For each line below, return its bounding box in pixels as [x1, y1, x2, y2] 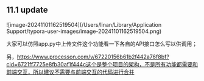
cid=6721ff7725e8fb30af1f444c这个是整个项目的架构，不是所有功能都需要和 [6, 60, 199, 68]
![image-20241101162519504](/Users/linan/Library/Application [6, 21, 162, 28]
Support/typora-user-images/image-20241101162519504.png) [6, 27, 162, 35]
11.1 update [6, 5, 48, 15]
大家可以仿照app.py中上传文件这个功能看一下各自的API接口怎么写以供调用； [6, 40, 198, 48]
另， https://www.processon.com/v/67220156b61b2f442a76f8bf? [6, 53, 169, 60]
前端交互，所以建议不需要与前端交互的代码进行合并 [6, 68, 135, 76]
